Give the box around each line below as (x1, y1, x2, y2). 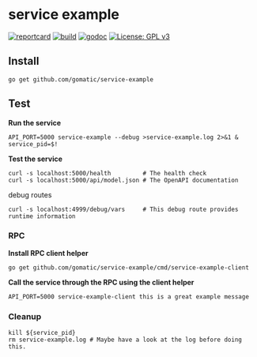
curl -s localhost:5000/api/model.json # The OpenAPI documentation (8, 176, 239, 184)
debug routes (8, 190, 52, 199)
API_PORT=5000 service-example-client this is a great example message (8, 292, 249, 301)
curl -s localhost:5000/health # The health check (8, 169, 207, 177)
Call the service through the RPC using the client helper (8, 277, 195, 287)
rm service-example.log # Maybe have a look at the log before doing (8, 336, 243, 344)
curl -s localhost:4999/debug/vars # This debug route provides (8, 205, 239, 213)
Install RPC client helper (8, 248, 89, 257)
